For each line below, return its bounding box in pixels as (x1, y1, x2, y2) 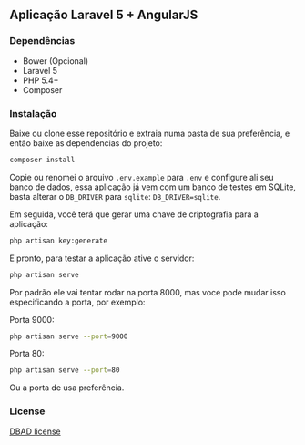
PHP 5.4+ (22, 75, 59, 86)
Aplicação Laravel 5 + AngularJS (9, 7, 198, 23)
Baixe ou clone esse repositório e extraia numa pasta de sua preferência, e (9, 128, 290, 139)
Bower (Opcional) (22, 55, 89, 67)
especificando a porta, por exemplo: (9, 296, 146, 307)
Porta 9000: (9, 314, 55, 325)
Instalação (9, 107, 57, 119)
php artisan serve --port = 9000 (9, 332, 128, 341)
